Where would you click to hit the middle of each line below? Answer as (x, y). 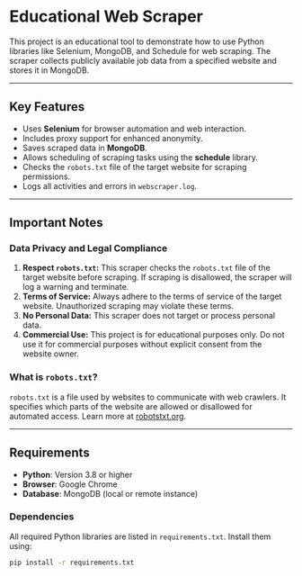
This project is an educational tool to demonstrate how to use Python (137, 41)
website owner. (50, 354)
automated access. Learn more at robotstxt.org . (98, 416)
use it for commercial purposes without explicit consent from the (142, 345)
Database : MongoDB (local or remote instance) (110, 493)
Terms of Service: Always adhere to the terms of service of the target (152, 297)
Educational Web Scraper (107, 17)
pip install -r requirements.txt (72, 562)
